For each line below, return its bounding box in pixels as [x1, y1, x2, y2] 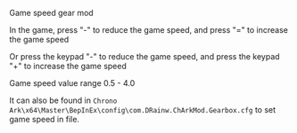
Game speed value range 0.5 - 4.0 [9, 78, 136, 88]
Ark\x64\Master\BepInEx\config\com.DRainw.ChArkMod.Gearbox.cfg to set [9, 105, 276, 114]
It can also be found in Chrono [9, 95, 118, 106]
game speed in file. [9, 114, 80, 124]
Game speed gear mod [9, 8, 94, 18]
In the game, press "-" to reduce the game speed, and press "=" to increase [9, 25, 288, 35]
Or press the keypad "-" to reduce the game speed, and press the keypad [9, 51, 280, 61]
